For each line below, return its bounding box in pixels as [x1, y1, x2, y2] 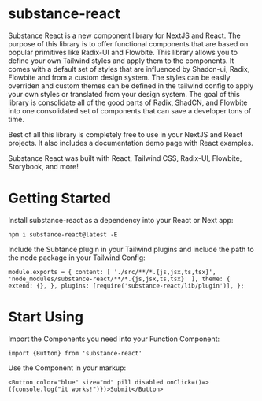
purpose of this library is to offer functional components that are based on [8, 39, 249, 48]
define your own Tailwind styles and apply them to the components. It [8, 56, 234, 65]
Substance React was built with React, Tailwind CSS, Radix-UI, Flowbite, [8, 153, 242, 162]
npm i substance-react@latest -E [8, 230, 118, 239]
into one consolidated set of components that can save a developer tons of [8, 106, 252, 115]
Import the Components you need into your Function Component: [8, 334, 220, 343]
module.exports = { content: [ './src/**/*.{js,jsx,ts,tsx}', [8, 268, 216, 276]
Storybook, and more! [8, 162, 79, 171]
